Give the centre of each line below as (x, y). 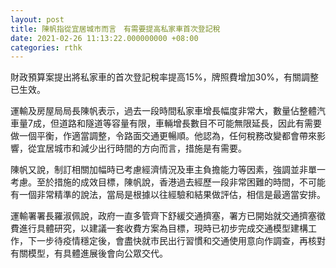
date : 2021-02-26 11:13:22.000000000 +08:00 (104, 38)
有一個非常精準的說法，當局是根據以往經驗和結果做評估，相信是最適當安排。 (168, 195)
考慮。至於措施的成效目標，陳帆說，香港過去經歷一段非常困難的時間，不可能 (168, 182)
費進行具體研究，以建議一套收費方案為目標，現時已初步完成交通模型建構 (159, 228)
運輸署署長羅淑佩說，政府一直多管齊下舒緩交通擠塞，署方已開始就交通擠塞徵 (168, 216)
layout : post (37, 19)
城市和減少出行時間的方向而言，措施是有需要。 (150, 148)
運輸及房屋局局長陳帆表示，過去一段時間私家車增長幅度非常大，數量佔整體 (163, 111)
